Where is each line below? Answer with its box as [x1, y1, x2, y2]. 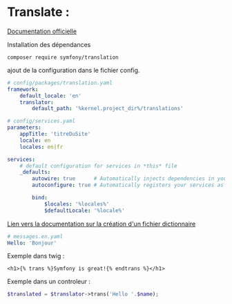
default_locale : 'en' [19, 92, 81, 99]
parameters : [7, 124, 41, 132]
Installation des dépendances [7, 40, 91, 48]
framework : [7, 86, 39, 93]
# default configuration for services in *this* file [19, 162, 177, 170]
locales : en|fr [19, 143, 64, 150]
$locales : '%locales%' [43, 200, 110, 208]
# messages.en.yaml [7, 233, 64, 240]
